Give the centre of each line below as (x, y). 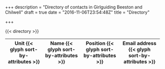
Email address (139, 43)
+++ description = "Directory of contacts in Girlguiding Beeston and (74, 7)
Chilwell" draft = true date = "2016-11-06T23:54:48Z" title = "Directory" (77, 12)
